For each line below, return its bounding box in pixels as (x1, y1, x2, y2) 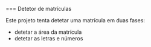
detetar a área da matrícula (14, 28, 82, 36)
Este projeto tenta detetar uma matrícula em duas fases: (5, 17, 146, 23)
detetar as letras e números (14, 35, 83, 42)
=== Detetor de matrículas (5, 5, 72, 12)
